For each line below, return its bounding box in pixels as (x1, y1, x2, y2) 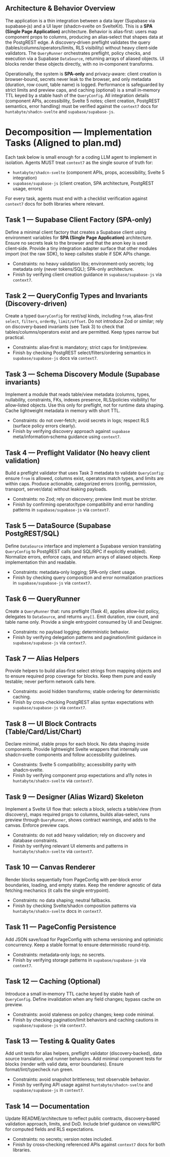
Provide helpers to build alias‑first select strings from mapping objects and (5, 668, 161, 674)
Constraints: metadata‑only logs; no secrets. (12, 951, 106, 958)
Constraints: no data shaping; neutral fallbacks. (12, 897, 112, 903)
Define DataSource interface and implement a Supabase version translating (5, 543, 161, 549)
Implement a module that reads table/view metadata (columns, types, (5, 391, 151, 397)
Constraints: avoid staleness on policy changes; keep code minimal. (12, 1011, 155, 1017)
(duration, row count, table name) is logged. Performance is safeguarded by (5, 81, 164, 88)
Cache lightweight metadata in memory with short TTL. (5, 408, 121, 414)
